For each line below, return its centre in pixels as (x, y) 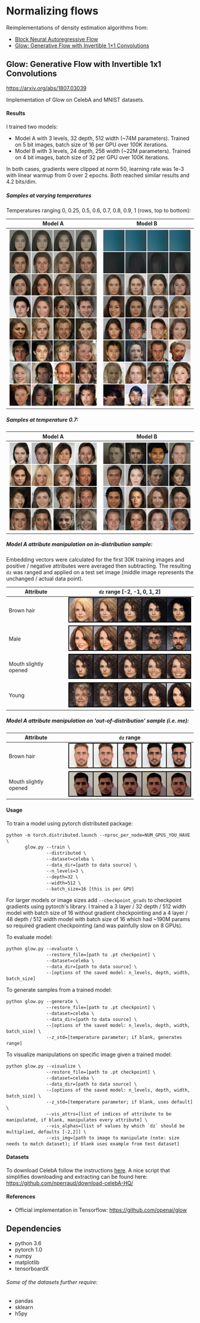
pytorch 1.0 (29, 1249)
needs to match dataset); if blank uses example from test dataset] (93, 1144)
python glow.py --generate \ (42, 1001)
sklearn (24, 1307)
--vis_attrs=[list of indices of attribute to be (109, 1114)
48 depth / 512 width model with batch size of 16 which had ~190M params (98, 919)
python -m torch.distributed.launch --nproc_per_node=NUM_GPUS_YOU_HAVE (98, 835)
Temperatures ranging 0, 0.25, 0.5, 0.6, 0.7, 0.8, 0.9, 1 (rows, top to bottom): (99, 210)
